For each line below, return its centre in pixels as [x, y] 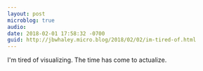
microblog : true [31, 20]
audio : [17, 27]
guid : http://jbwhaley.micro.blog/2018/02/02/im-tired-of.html [102, 40]
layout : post [26, 14]
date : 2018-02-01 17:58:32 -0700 [56, 33]
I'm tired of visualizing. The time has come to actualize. [87, 60]
